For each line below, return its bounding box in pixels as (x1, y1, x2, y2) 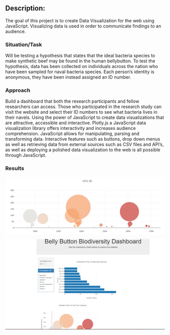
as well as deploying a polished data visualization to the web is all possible (5, 147, 161, 153)
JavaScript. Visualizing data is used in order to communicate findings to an (5, 23, 161, 29)
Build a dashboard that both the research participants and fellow (5, 98, 140, 105)
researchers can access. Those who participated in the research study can (5, 104, 162, 110)
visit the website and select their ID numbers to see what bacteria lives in (5, 109, 158, 115)
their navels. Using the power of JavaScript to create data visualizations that (5, 114, 164, 121)
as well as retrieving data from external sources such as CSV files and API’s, (5, 142, 164, 148)
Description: (5, 4, 46, 13)
